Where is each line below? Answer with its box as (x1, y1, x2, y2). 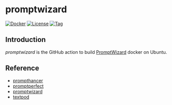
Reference (5, 64, 40, 73)
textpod (12, 94, 30, 100)
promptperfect (12, 83, 44, 89)
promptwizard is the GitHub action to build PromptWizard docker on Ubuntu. (5, 49, 167, 55)
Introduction (5, 35, 46, 44)
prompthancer (12, 77, 44, 83)
